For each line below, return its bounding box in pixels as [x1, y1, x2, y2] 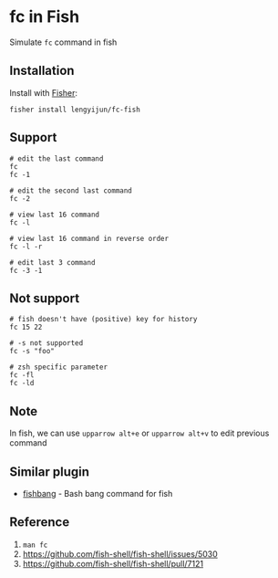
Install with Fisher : [9, 87, 78, 98]
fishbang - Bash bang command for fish [22, 489, 173, 499]
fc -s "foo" [9, 347, 55, 356]
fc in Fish [9, 6, 80, 27]
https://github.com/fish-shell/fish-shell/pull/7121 [22, 558, 203, 569]
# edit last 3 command [9, 257, 96, 267]
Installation [9, 63, 75, 79]
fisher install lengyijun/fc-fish [9, 105, 141, 114]
